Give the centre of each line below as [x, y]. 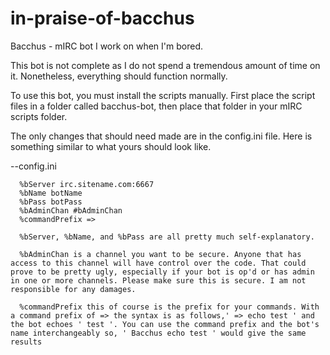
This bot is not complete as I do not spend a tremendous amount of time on [165, 65]
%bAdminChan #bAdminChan [71, 210]
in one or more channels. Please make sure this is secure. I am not [158, 280]
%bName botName [51, 193]
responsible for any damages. [73, 289]
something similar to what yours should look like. [111, 146]
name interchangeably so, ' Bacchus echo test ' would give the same [158, 333]
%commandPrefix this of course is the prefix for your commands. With [169, 307]
